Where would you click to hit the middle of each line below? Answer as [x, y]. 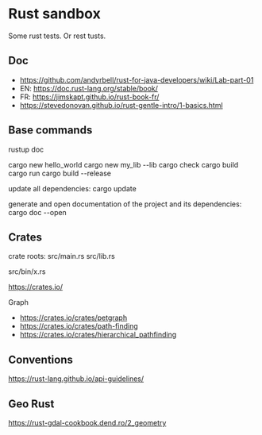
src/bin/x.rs [27, 271]
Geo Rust [31, 404]
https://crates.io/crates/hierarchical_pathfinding [98, 335]
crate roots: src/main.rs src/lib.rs [62, 256]
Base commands [50, 131]
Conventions [41, 359]
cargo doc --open [38, 212]
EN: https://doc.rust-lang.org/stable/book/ [89, 88]
